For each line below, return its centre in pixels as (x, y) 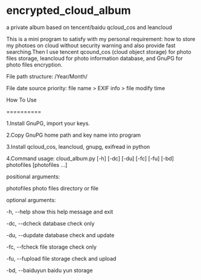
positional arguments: (33, 177)
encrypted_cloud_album (69, 11)
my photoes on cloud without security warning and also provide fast (91, 45)
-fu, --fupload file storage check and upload (61, 258)
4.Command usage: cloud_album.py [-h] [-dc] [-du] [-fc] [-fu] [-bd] (90, 158)
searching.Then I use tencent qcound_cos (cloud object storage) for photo (99, 51)
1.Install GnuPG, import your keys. (48, 123)
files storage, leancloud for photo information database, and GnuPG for (94, 58)
